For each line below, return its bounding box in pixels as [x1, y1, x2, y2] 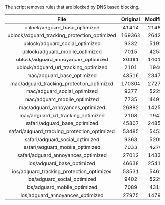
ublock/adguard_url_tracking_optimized [16, 64, 108, 71]
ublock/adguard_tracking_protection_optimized [7, 32, 116, 39]
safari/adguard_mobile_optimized [23, 144, 101, 150]
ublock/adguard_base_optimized [24, 24, 100, 31]
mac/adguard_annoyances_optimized [19, 104, 106, 111]
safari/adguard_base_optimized [25, 120, 99, 127]
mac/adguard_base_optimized [27, 72, 97, 79]
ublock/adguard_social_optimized [23, 40, 101, 47]
